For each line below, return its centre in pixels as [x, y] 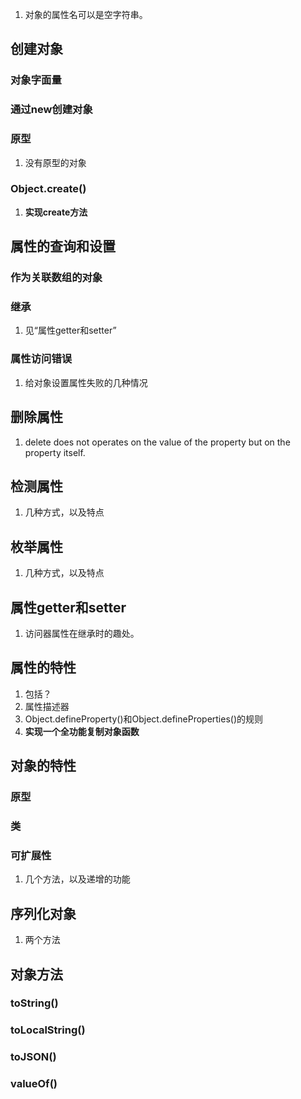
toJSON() [33, 1057]
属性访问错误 [41, 359]
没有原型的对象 [55, 162]
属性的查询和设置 [63, 246]
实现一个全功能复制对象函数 [82, 731]
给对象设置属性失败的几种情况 [86, 382]
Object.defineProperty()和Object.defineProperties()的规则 [144, 719]
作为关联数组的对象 [56, 278]
